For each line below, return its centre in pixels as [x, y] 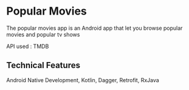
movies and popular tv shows [43, 34]
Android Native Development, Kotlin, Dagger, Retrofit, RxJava [83, 80]
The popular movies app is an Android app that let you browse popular [94, 28]
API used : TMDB [28, 46]
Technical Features [43, 65]
